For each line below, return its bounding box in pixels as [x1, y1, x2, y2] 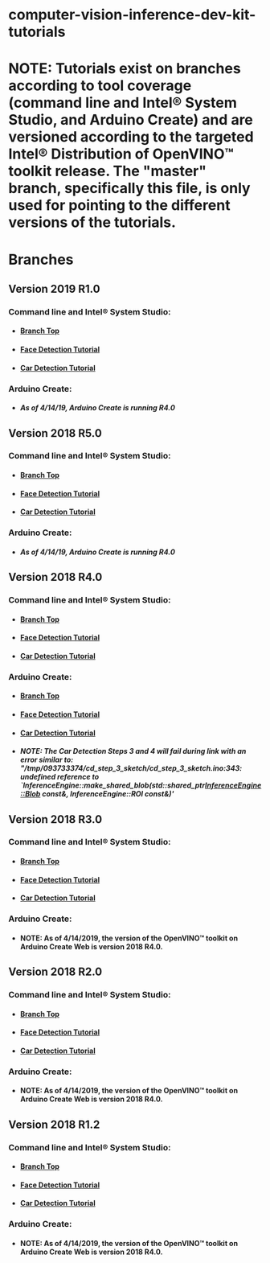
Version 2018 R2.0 [8, 965, 103, 979]
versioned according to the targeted [8, 128, 255, 146]
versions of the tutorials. [8, 213, 177, 232]
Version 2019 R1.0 [8, 282, 100, 295]
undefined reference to [19, 772, 100, 782]
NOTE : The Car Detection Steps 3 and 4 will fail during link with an [19, 747, 247, 756]
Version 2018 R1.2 [8, 1117, 100, 1131]
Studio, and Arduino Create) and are [8, 111, 253, 130]
